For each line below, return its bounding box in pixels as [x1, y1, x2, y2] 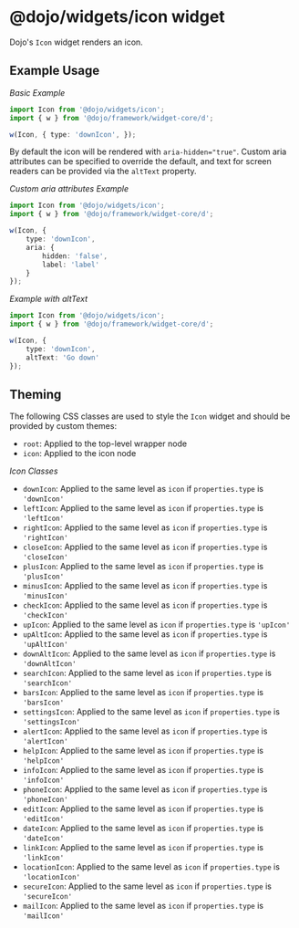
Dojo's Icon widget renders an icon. [9, 36, 143, 47]
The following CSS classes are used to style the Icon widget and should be [9, 411, 291, 422]
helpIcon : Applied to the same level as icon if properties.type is [22, 746, 264, 756]
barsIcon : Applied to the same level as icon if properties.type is [22, 687, 264, 698]
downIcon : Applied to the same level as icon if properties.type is [22, 484, 264, 495]
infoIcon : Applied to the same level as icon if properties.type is [22, 765, 264, 776]
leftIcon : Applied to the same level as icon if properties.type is [22, 503, 264, 514]
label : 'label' [42, 260, 100, 269]
